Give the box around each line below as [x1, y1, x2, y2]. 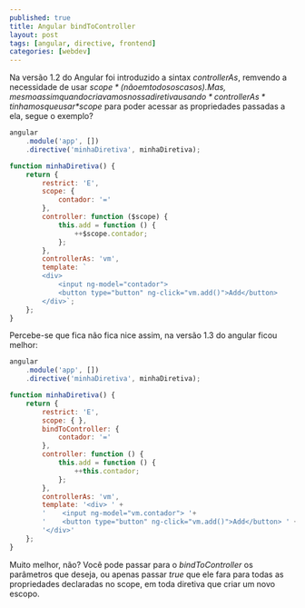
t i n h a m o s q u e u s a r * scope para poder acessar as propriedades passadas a [9, 101, 286, 112]
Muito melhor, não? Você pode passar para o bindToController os [9, 559, 254, 570]
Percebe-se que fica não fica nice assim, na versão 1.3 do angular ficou [9, 330, 278, 341]
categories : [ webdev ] [9, 47, 92, 56]
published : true [9, 13, 71, 23]
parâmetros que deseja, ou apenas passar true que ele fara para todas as [9, 569, 284, 580]
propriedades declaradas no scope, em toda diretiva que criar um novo [9, 578, 275, 589]
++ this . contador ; [74, 466, 141, 475]
